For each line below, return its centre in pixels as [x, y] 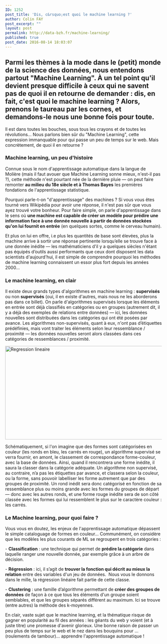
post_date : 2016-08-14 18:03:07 [39, 42]
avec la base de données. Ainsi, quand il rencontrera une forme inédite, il [80, 462]
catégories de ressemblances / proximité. [48, 339]
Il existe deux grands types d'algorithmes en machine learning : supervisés [83, 291]
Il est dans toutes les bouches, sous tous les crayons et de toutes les [76, 129]
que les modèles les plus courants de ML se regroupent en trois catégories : [83, 539]
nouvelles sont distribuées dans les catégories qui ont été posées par [76, 318]
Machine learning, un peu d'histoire [49, 158]
